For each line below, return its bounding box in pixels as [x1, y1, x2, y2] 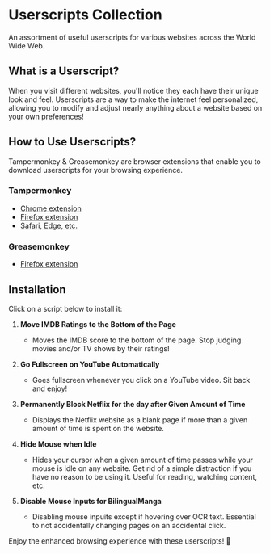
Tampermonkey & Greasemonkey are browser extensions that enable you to [8, 156, 261, 166]
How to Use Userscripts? [8, 135, 136, 149]
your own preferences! [8, 111, 85, 121]
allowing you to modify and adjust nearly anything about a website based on [8, 103, 263, 112]
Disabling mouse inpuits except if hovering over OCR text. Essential [32, 511, 256, 522]
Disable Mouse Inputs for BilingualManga [19, 496, 162, 506]
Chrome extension [19, 204, 82, 213]
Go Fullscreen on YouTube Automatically [19, 359, 160, 369]
